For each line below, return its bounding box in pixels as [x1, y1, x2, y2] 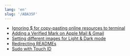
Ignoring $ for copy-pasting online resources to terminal [11, 25, 126, 31]
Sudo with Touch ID [11, 46, 52, 52]
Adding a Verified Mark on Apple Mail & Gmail [11, 30, 104, 36]
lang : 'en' [4, 7, 27, 12]
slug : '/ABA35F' [4, 12, 38, 17]
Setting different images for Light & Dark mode [11, 35, 106, 41]
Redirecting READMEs [11, 40, 57, 46]
